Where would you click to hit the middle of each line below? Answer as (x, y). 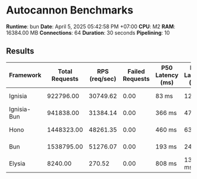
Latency (167, 75)
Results (20, 51)
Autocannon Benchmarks (70, 10)
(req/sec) (103, 79)
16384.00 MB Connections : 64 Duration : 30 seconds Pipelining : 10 (88, 32)
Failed (136, 71)
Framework (25, 75)
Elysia (17, 163)
